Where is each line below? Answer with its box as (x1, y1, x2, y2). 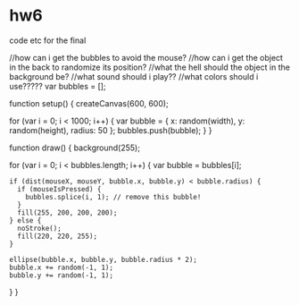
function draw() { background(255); (9, 142, 141, 153)
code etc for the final (9, 35, 87, 46)
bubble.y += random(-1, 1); (9, 270, 114, 280)
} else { (9, 216, 42, 225)
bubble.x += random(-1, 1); (9, 263, 114, 272)
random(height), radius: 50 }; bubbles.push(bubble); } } (9, 124, 212, 135)
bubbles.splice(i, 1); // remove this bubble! (25, 192, 202, 201)
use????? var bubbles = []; (9, 80, 106, 91)
